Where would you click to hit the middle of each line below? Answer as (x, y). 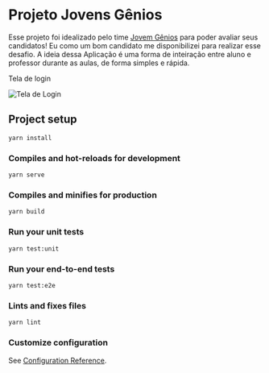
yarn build (27, 212)
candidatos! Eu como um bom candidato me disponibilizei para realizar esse (135, 45)
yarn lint (25, 323)
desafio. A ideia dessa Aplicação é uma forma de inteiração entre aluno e (130, 54)
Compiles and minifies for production (83, 195)
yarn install (30, 138)
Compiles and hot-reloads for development (95, 158)
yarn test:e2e (32, 285)
